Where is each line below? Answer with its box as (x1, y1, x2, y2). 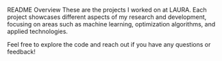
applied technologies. (7, 27, 69, 35)
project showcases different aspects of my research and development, (7, 13, 207, 21)
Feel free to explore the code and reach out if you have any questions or (7, 41, 211, 48)
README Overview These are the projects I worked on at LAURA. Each (7, 6, 207, 14)
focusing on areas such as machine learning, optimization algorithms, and (7, 20, 216, 28)
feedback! (7, 47, 36, 56)
